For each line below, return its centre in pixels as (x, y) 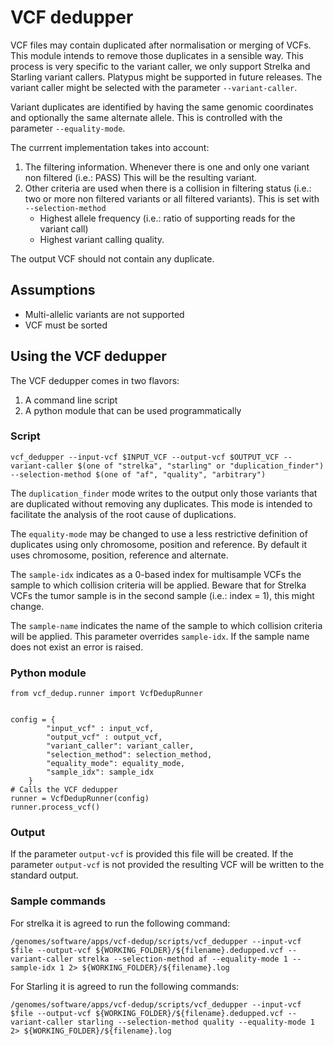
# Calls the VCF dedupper (64, 790)
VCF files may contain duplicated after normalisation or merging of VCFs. (161, 45)
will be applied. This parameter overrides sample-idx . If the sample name (160, 636)
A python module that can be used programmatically (133, 410)
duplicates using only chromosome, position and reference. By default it (159, 544)
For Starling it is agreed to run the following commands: (125, 986)
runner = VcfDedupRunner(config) (80, 799)
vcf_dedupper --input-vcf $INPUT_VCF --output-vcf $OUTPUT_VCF (145, 457)
